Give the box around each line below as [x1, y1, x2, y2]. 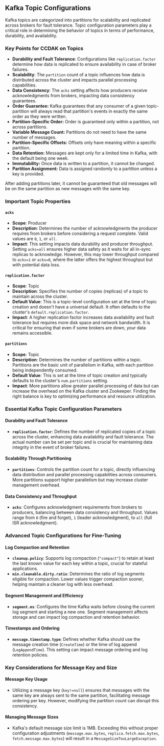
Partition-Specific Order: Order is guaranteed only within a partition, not [12, 119, 159, 125]
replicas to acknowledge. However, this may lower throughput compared [12, 252, 159, 258]
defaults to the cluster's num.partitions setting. [12, 377, 109, 383]
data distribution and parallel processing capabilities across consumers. [12, 471, 158, 477]
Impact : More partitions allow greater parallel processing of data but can [12, 383, 159, 389]
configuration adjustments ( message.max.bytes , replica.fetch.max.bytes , [12, 730, 160, 736]
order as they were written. [12, 114, 67, 119]
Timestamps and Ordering [5, 625, 60, 631]
